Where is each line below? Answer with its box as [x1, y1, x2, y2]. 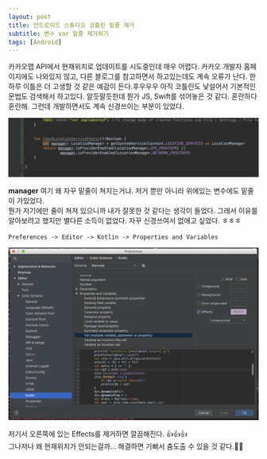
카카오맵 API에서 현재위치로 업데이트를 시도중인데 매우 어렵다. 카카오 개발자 [8, 62, 242, 72]
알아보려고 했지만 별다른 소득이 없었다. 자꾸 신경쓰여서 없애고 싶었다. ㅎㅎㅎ [8, 216, 242, 226]
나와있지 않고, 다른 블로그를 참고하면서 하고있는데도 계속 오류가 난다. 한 [35, 72, 257, 81]
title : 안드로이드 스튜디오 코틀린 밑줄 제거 [8, 21, 135, 29]
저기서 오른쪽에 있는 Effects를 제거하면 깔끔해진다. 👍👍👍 [8, 430, 188, 439]
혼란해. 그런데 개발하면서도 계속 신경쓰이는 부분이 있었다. [8, 102, 184, 111]
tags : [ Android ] [8, 38, 62, 46]
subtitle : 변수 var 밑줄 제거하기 [8, 29, 110, 37]
